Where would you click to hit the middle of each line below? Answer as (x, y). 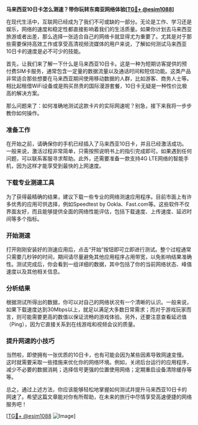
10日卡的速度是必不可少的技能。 (45, 51)
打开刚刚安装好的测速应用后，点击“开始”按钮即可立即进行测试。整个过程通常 (99, 249)
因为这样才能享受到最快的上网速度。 (60, 166)
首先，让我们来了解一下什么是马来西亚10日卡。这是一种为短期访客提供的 (94, 64)
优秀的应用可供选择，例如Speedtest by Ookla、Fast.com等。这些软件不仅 (100, 204)
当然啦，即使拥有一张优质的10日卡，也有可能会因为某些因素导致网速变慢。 (97, 355)
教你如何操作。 (24, 113)
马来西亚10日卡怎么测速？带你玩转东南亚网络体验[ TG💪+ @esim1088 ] (90, 9)
